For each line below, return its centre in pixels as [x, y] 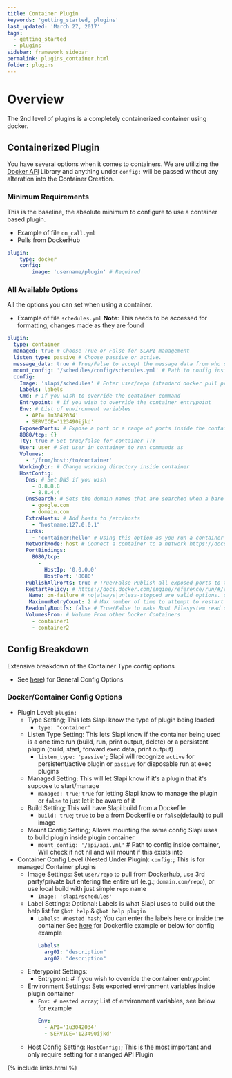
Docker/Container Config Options [65, 697]
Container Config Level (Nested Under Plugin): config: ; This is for [111, 859]
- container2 [51, 628]
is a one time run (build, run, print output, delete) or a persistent [118, 742]
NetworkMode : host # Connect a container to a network [106, 544]
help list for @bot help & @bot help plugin [87, 911]
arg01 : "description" [75, 952]
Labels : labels [41, 390]
